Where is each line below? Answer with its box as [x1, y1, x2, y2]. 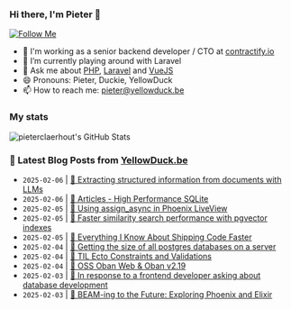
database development [22, 279, 108, 290]
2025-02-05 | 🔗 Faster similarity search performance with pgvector [22, 212, 268, 223]
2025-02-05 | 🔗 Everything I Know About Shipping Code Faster [22, 232, 252, 242]
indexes [22, 222, 52, 232]
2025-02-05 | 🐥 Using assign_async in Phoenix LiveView [22, 203, 228, 214]
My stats [9, 111, 49, 123]
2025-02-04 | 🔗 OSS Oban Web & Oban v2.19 [22, 260, 186, 271]
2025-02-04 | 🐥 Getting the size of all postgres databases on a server [22, 241, 277, 251]
